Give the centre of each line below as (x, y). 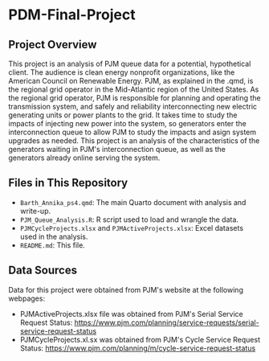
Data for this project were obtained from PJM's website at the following (126, 289)
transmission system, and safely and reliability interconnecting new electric (133, 107)
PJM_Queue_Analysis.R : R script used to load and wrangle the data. (129, 219)
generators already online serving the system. (84, 158)
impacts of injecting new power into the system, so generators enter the (127, 123)
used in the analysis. (54, 236)
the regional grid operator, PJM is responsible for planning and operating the (134, 98)
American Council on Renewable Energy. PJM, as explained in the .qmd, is (131, 81)
